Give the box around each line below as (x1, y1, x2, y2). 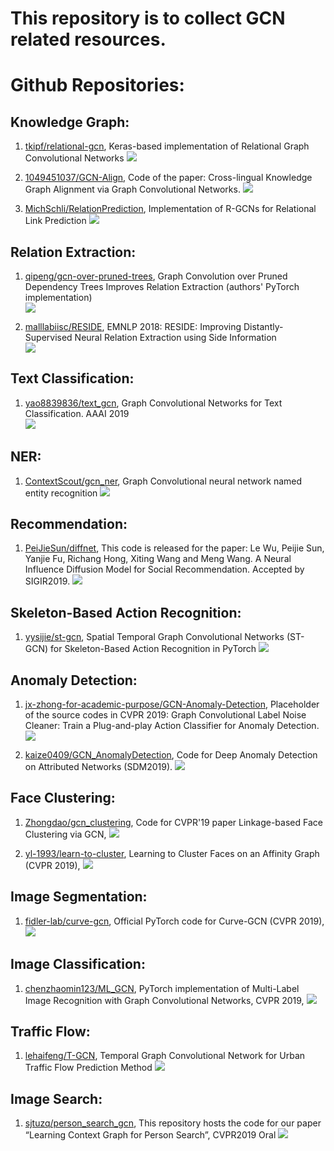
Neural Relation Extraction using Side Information (74, 332, 277, 343)
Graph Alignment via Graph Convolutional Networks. (24, 183, 241, 196)
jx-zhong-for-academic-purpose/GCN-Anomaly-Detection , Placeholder (24, 698, 320, 711)
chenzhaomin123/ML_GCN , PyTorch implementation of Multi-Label (24, 982, 300, 994)
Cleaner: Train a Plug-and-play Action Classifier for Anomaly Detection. (24, 720, 320, 732)
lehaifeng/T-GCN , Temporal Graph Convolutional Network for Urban (24, 1050, 306, 1062)
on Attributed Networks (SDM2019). (24, 761, 173, 773)
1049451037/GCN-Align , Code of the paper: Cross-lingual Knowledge (24, 172, 313, 184)
